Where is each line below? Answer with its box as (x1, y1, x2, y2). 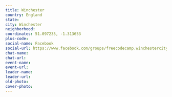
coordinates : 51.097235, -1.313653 (5, 31, 81, 36)
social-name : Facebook (5, 41, 54, 46)
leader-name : (5, 70, 33, 75)
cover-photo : (5, 84, 33, 89)
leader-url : (5, 74, 31, 80)
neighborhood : (5, 27, 36, 32)
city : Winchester (5, 22, 42, 27)
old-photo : (5, 79, 29, 84)
